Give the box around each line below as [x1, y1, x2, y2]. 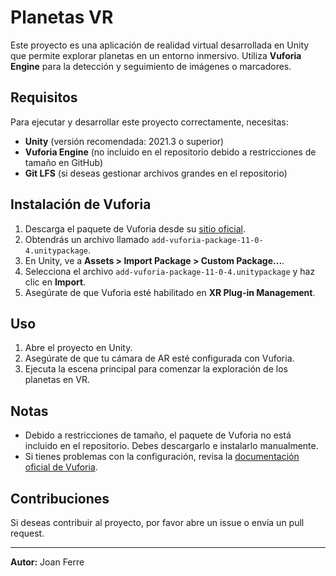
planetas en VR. [24, 374, 90, 386]
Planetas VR [10, 6, 114, 29]
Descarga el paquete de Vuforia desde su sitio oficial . [24, 222, 247, 235]
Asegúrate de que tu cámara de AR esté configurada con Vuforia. [24, 352, 295, 365]
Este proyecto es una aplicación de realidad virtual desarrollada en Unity [10, 39, 310, 51]
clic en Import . [24, 276, 87, 288]
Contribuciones [10, 490, 110, 507]
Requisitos [10, 89, 78, 106]
